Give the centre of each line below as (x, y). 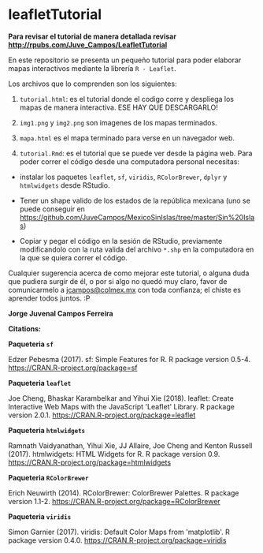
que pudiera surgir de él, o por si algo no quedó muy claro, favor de (118, 281)
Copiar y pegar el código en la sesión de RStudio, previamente (121, 241)
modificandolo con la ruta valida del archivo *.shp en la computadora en (137, 249)
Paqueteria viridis (40, 516)
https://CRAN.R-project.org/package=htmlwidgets (90, 462)
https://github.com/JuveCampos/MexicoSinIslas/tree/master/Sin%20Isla (137, 217)
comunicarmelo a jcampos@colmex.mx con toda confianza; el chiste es (125, 290)
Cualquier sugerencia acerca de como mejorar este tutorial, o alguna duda (129, 273)
